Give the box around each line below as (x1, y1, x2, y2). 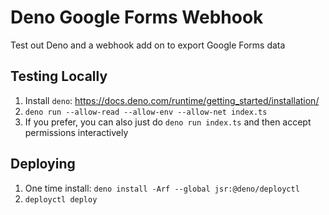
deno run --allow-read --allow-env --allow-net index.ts (24, 107, 268, 117)
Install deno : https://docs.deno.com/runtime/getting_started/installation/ (24, 94, 320, 106)
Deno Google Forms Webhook (10, 6, 264, 29)
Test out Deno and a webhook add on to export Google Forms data (10, 39, 286, 51)
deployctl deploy (24, 194, 98, 205)
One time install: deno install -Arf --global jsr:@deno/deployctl (24, 182, 300, 194)
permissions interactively (24, 126, 129, 138)
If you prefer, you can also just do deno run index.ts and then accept (24, 116, 312, 128)
